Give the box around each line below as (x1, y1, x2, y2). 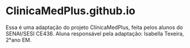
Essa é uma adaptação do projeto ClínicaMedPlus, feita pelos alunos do (5, 24, 183, 31)
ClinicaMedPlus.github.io (5, 4, 136, 18)
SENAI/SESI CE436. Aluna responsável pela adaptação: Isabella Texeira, (5, 30, 185, 37)
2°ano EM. (5, 36, 32, 43)
